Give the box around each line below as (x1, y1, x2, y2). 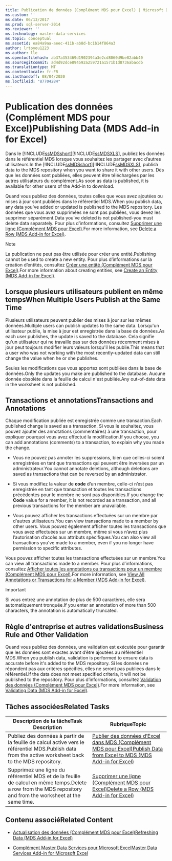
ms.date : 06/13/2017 (5, 17, 50, 22)
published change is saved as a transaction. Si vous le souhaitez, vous (5, 423, 154, 429)
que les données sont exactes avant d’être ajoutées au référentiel (5, 649, 143, 655)
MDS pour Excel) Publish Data (92, 745, 163, 752)
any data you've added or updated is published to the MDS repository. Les (5, 204, 162, 210)
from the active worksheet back (8, 752, 84, 759)
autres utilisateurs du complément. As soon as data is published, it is (5, 178, 149, 184)
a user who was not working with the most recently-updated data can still (5, 349, 160, 356)
